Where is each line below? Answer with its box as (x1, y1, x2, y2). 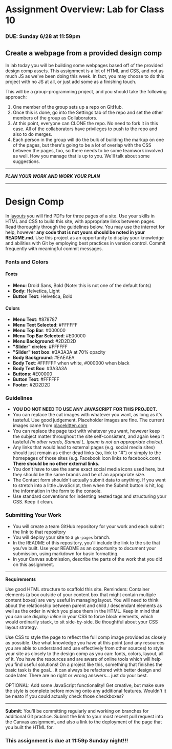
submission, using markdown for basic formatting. (12, 550, 119, 557)
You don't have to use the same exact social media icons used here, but (12, 466, 165, 472)
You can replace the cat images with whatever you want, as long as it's (12, 412, 163, 418)
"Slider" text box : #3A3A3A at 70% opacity (12, 349, 106, 355)
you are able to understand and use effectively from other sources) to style (5, 645, 164, 651)
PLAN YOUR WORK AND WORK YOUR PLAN (5, 173, 100, 179)
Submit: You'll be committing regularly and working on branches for (5, 707, 149, 714)
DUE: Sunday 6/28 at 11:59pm (5, 33, 81, 40)
